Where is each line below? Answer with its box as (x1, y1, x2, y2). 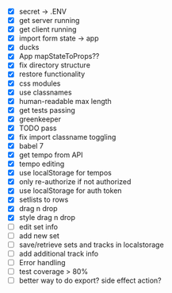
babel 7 (18, 141, 44, 150)
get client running (18, 25, 77, 34)
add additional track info (18, 249, 99, 258)
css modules (18, 79, 61, 88)
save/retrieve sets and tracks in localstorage (18, 240, 164, 249)
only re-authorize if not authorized (18, 177, 132, 187)
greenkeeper (18, 114, 61, 124)
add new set (18, 230, 60, 241)
